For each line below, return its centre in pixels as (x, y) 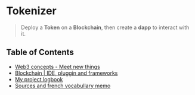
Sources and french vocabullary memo (63, 85)
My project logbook (39, 79)
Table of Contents (40, 53)
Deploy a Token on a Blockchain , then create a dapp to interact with (105, 27)
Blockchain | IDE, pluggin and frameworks (66, 73)
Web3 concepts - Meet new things (57, 66)
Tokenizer (31, 11)
